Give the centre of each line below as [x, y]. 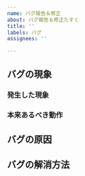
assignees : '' [27, 39]
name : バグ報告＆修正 [34, 13]
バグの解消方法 [38, 165]
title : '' [21, 26]
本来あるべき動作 [35, 115]
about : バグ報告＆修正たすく [43, 20]
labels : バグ [24, 32]
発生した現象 [28, 95]
